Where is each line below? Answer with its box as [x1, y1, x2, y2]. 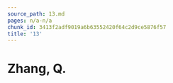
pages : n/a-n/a [7, 17, 52, 24]
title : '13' [7, 30, 43, 38]
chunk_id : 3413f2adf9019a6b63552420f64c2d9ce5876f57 [7, 23, 167, 31]
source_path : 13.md [7, 10, 65, 18]
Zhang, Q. [7, 61, 67, 77]
